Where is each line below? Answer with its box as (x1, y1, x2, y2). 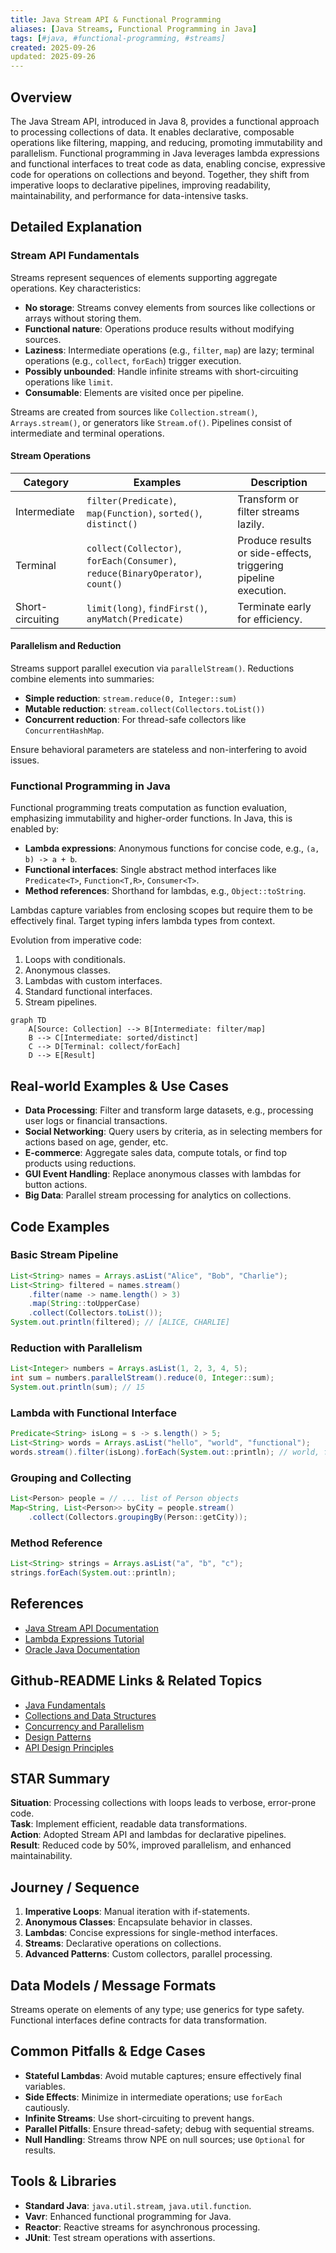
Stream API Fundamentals (10, 249, 140, 263)
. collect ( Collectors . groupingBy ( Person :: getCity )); (28, 1512, 248, 1522)
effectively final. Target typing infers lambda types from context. (10, 915, 276, 927)
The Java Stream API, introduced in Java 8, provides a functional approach (10, 115, 320, 127)
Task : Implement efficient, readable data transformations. (10, 1818, 248, 1830)
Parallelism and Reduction (10, 640, 122, 652)
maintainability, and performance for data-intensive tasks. (10, 189, 249, 201)
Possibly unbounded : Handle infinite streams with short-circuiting (24, 365, 299, 377)
